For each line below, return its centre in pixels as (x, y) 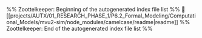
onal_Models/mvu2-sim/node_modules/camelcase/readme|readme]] (92, 22)
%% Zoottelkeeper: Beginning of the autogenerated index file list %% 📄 (96, 9)
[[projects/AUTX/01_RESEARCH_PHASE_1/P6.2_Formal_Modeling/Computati (101, 16)
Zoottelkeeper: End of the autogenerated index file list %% (79, 28)
